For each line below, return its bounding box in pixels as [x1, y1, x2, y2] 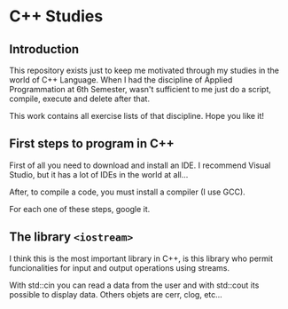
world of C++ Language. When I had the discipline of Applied [9, 75, 233, 85]
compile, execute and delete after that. [9, 93, 151, 104]
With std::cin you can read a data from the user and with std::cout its [9, 280, 260, 290]
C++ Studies [9, 6, 104, 27]
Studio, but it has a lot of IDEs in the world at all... [9, 169, 189, 179]
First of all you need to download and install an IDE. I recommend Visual [9, 160, 271, 170]
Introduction [9, 42, 80, 57]
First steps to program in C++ [9, 136, 175, 152]
